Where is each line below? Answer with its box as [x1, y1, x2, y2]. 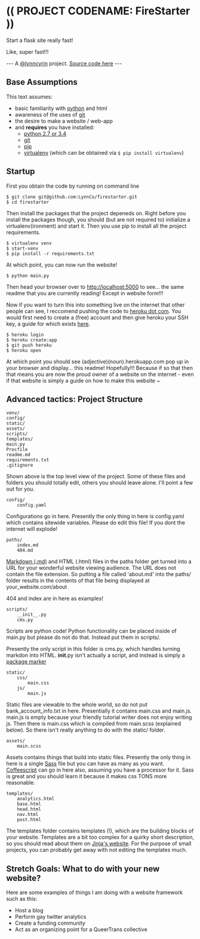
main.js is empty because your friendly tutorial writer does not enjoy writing [6, 714, 192, 721]
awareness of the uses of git [14, 111, 85, 118]
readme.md [6, 452, 31, 458]
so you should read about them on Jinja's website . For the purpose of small [6, 840, 192, 847]
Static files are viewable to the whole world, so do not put [6, 701, 148, 708]
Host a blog [14, 907, 44, 914]
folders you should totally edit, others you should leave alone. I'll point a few [6, 479, 193, 487]
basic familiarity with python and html [14, 105, 107, 112]
